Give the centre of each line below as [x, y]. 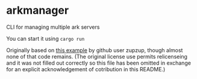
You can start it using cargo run [45, 38]
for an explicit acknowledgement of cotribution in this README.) [86, 69]
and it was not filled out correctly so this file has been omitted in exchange [99, 63]
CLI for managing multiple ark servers [53, 27]
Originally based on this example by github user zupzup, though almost [95, 50]
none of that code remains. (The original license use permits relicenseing [97, 56]
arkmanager [38, 10]
